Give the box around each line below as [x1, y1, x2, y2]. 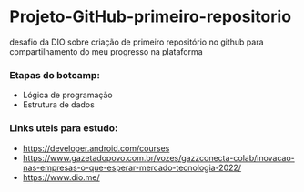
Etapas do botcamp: [9, 68, 100, 81]
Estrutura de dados [22, 99, 96, 110]
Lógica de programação [22, 89, 113, 101]
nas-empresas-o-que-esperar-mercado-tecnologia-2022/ [22, 162, 242, 173]
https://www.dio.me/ [22, 171, 100, 183]
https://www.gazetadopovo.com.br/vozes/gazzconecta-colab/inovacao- [22, 152, 296, 163]
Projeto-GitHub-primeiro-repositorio [9, 6, 292, 27]
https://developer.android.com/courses [22, 143, 170, 154]
